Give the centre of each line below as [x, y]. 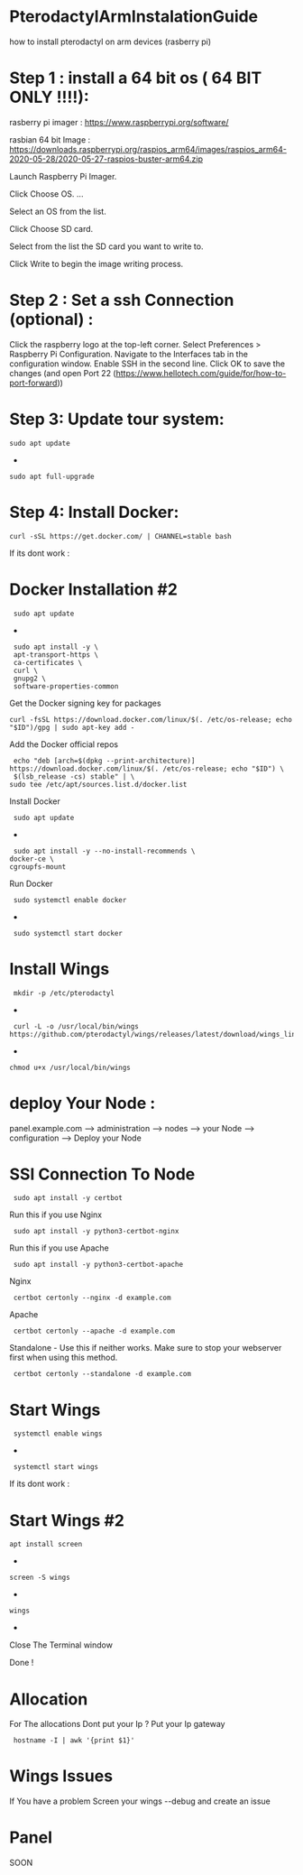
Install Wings [60, 969]
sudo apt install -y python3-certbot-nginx [96, 1232]
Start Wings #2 [67, 1520]
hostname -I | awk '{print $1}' [74, 1741]
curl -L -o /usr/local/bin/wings [76, 1026]
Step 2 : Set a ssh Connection [122, 300]
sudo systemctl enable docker [70, 900]
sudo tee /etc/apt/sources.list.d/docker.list [98, 784]
